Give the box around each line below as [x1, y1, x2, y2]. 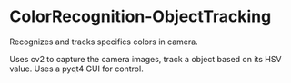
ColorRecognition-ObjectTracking [9, 6, 272, 27]
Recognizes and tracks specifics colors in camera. [9, 36, 198, 47]
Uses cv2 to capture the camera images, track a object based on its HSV [9, 53, 282, 64]
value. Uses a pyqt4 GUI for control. [9, 63, 144, 74]
